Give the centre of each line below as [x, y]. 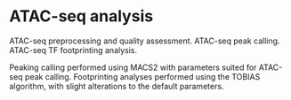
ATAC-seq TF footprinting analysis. [73, 50]
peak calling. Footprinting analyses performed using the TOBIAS [143, 76]
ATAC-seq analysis [81, 16]
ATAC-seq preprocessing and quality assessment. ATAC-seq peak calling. [145, 41]
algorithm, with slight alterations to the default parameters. [117, 86]
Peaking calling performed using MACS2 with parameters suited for [133, 67]
